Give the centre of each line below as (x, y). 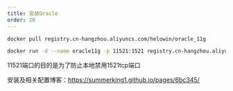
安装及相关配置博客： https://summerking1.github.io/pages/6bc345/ (103, 80)
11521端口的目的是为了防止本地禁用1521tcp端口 (74, 65)
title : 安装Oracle (33, 13)
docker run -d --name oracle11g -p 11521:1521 (76, 51)
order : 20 (21, 20)
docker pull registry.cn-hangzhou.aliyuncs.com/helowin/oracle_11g (107, 39)
